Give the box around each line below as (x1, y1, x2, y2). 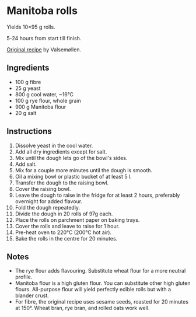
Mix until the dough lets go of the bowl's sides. (15, 154, 128, 161)
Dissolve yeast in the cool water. (15, 142, 93, 149)
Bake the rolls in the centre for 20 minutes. (15, 235, 118, 242)
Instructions (6, 127, 52, 137)
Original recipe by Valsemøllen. (6, 46, 81, 53)
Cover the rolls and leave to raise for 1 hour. (15, 222, 120, 229)
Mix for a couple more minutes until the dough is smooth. (15, 166, 153, 173)
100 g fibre (15, 78, 41, 85)
